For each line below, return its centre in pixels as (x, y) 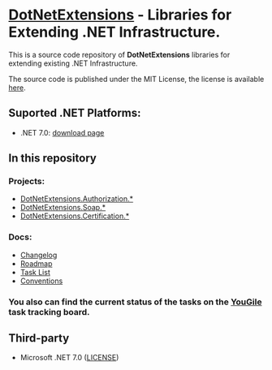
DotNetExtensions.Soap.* (63, 208)
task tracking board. (50, 312)
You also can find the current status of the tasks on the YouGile (135, 302)
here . (17, 88)
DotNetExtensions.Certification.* (75, 216)
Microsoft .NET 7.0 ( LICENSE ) (69, 358)
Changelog (39, 255)
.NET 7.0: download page (62, 132)
